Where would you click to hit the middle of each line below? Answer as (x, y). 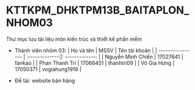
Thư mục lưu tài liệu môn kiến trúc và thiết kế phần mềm (74, 39)
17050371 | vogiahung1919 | (48, 69)
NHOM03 (29, 23)
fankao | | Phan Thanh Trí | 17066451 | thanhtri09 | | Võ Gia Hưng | (95, 63)
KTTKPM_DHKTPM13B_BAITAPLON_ (98, 10)
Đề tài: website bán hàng (45, 81)
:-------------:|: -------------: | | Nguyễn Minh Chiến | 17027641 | (105, 56)
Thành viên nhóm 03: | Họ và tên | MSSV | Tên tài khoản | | (86, 50)
